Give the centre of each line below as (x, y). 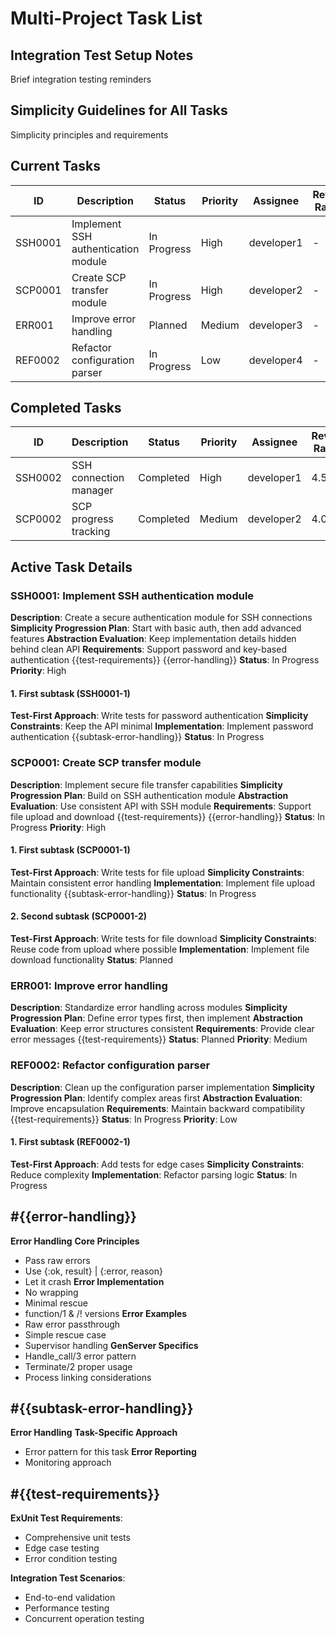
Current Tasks (55, 166)
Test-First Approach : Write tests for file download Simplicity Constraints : (163, 939)
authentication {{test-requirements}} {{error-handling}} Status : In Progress (165, 660)
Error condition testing (71, 1559)
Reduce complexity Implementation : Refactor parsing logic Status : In (154, 1174)
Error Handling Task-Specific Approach (94, 1433)
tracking (91, 532)
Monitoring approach (68, 1463)
